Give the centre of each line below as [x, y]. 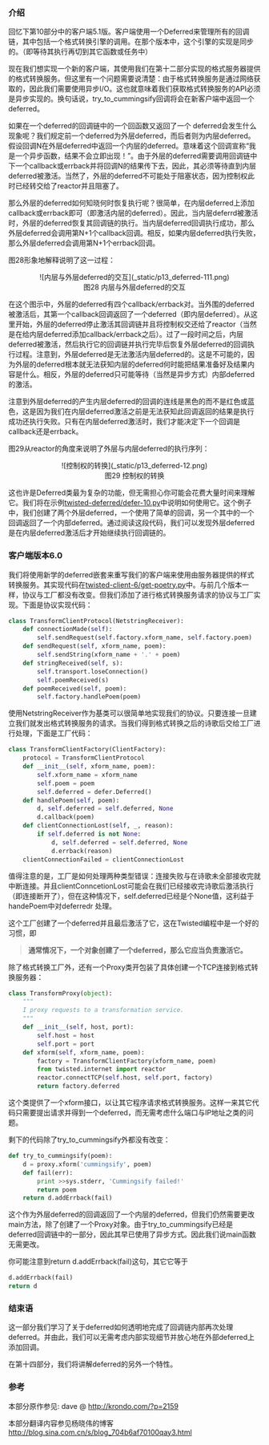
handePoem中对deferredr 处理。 [62, 906]
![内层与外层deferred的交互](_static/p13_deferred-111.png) [134, 277]
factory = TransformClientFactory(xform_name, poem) [127, 1061]
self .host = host [66, 1035]
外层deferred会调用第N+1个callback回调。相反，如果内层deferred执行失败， [134, 233]
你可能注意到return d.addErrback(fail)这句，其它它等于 [98, 1261]
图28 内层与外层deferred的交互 [134, 287]
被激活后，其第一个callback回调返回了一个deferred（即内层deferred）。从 [129, 314]
